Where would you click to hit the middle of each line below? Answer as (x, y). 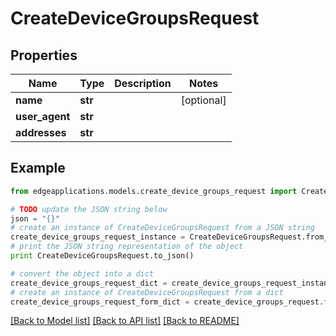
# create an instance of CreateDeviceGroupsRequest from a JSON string (162, 228)
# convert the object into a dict (82, 273)
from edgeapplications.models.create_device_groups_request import (154, 191)
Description (143, 83)
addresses (41, 132)
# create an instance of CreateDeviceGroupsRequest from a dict (147, 292)
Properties (44, 55)
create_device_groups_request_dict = (89, 283)
